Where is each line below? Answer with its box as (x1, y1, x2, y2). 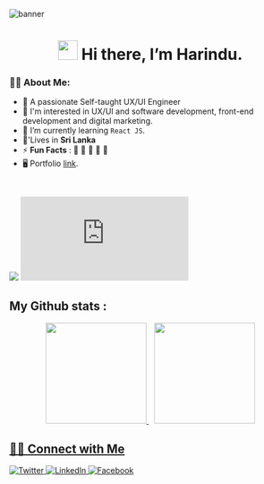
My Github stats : (9, 298, 107, 314)
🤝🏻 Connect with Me (9, 441, 125, 456)
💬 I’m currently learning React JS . (21, 125, 146, 136)
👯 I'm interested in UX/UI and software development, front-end (21, 106, 254, 117)
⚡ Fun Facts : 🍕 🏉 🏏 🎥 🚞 (21, 144, 109, 156)
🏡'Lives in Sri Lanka (21, 134, 97, 145)
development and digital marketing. (21, 116, 154, 126)
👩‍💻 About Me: (9, 76, 71, 89)
